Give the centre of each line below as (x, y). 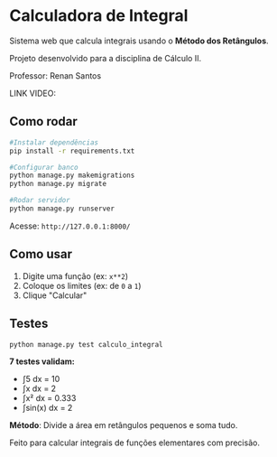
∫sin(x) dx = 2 (47, 408)
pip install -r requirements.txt (72, 151)
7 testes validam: (42, 361)
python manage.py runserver (62, 209)
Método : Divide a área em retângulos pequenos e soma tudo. (124, 425)
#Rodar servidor (40, 201)
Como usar (41, 254)
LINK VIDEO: (33, 93)
